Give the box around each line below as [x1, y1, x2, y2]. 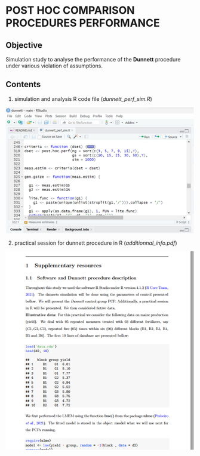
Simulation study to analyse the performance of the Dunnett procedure [5, 56, 181, 63]
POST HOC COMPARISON [5, 4, 135, 17]
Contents [5, 79, 41, 90]
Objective [5, 40, 43, 50]
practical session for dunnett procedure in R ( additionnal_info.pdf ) [14, 239, 177, 247]
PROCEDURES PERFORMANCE [5, 16, 160, 30]
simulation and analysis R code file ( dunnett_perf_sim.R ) [14, 95, 153, 102]
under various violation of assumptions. [5, 62, 103, 69]
